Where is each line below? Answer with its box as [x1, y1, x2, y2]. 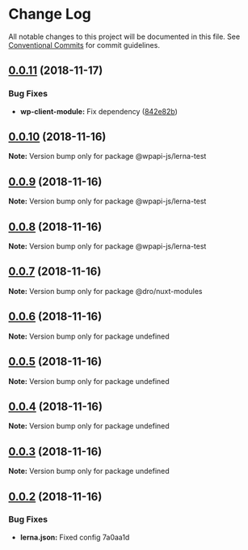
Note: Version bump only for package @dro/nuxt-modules [8, 286, 203, 296]
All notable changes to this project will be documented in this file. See [8, 32, 241, 41]
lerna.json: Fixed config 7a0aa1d [19, 532, 130, 542]
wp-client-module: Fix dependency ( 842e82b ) [19, 106, 178, 116]
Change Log [8, 5, 91, 23]
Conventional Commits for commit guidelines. [8, 40, 160, 49]
